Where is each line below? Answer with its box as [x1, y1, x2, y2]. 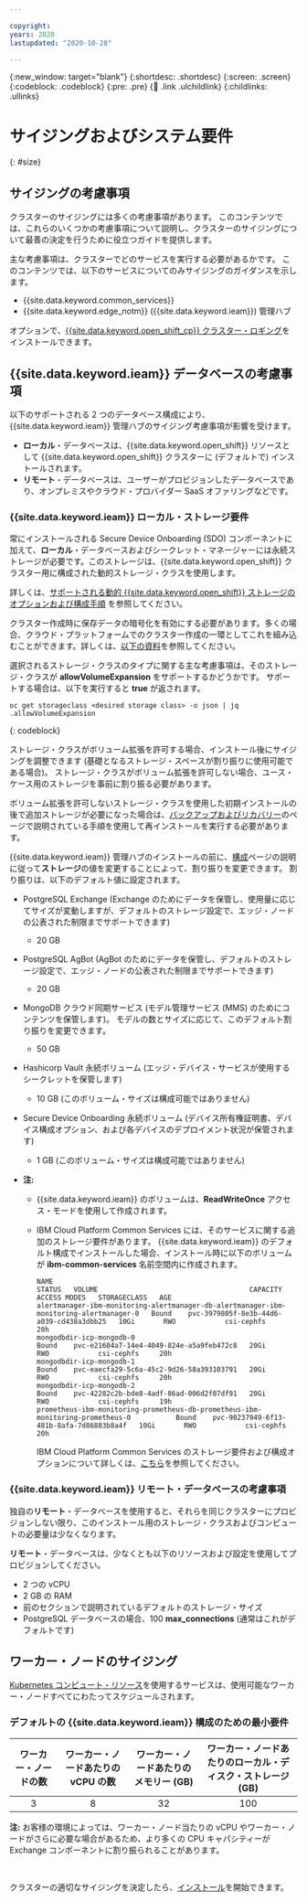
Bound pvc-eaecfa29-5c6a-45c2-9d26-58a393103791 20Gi [36, 1365, 267, 1374]
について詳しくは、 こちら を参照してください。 [68, 1458, 245, 1468]
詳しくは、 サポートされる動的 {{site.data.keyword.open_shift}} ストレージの [9, 587, 296, 598]
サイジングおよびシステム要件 [9, 125, 234, 146]
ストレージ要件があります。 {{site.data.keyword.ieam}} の [52, 1236, 270, 1247]
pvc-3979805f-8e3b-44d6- [187, 1309, 283, 1319]
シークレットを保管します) [22, 1073, 122, 1084]
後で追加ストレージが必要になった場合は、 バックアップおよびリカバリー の [9, 809, 290, 820]
